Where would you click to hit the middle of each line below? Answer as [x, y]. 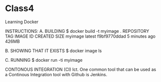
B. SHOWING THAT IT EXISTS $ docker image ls [54, 51]
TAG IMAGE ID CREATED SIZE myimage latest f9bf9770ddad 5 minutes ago [80, 36]
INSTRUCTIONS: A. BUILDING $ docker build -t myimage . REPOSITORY [77, 31]
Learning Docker [22, 22]
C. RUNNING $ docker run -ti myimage [44, 60]
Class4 [19, 8]
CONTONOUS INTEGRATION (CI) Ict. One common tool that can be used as [81, 69]
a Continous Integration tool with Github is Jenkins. [56, 74]
